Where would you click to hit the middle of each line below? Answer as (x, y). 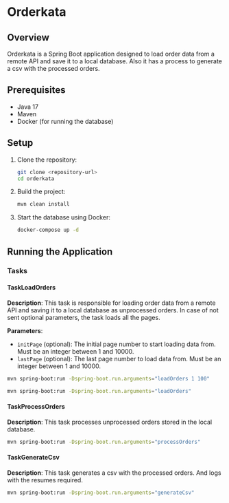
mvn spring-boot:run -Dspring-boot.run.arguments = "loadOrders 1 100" (109, 378)
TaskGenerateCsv (33, 458)
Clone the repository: (47, 160)
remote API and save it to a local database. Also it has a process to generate (115, 61)
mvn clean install (43, 204)
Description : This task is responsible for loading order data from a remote (111, 303)
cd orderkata (36, 179)
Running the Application (60, 251)
